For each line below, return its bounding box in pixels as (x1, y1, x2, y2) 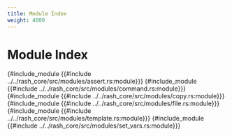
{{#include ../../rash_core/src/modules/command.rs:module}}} (7, 84, 187, 93)
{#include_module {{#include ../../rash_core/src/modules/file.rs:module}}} (7, 99, 220, 108)
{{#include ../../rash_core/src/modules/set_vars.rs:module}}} (7, 121, 181, 130)
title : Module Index (7, 10, 68, 17)
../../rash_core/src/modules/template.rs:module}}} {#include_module (7, 114, 205, 123)
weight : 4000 (7, 17, 45, 24)
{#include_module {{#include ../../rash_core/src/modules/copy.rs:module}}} (7, 92, 225, 100)
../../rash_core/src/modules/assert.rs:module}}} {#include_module (7, 77, 197, 86)
